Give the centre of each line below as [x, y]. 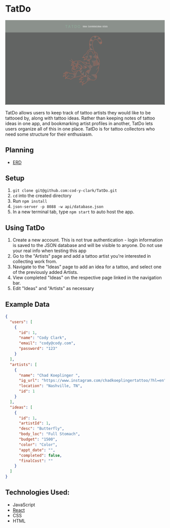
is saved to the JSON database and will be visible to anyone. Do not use [88, 246]
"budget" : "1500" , [38, 439]
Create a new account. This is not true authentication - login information [88, 240]
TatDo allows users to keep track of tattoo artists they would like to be [78, 112]
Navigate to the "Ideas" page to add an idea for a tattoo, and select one [87, 267]
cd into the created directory [42, 196]
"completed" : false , [40, 455]
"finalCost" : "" [36, 461]
